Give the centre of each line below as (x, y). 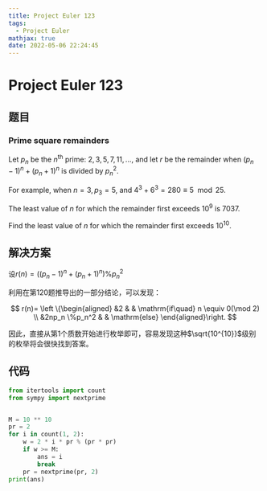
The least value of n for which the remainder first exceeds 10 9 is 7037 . (124, 208)
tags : (17, 23)
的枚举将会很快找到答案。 (51, 343)
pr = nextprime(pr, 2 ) (61, 472)
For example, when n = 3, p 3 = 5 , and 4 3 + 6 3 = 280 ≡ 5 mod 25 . (117, 190)
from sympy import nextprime (57, 398)
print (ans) (27, 479)
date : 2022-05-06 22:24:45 (53, 46)
